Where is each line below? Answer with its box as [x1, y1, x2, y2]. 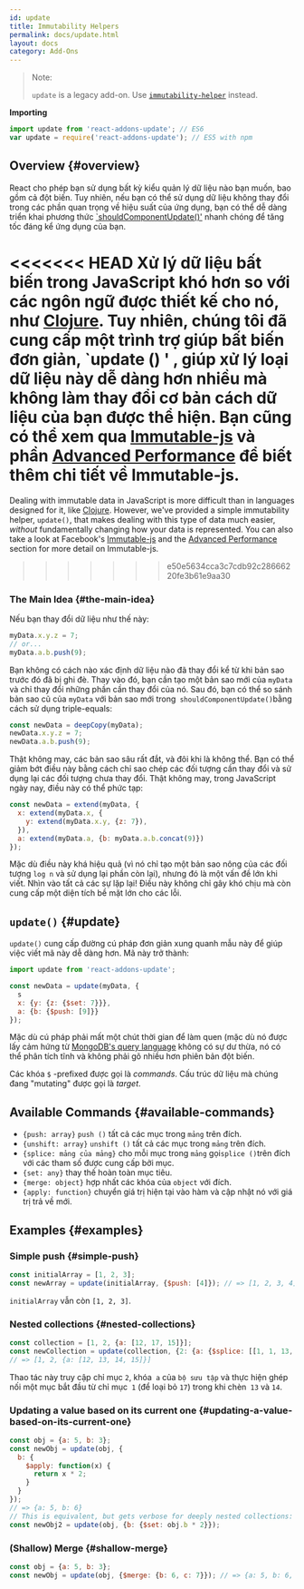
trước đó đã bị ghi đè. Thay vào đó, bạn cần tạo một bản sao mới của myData [9, 673, 293, 685]
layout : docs [9, 38, 59, 48]
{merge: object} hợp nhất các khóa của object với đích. [22, 1177, 233, 1188]
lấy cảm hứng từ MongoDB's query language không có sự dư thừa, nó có [9, 1041, 281, 1053]
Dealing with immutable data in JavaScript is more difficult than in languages [9, 495, 295, 505]
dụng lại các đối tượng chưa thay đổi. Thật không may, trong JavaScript [9, 773, 276, 784]
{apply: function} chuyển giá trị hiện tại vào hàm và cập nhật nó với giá [22, 1186, 293, 1198]
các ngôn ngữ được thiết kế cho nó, [9, 291, 280, 311]
